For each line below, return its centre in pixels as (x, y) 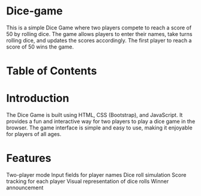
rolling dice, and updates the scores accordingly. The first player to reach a (99, 40)
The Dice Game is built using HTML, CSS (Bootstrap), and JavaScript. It (94, 115)
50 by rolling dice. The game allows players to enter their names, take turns (99, 34)
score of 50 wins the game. (40, 47)
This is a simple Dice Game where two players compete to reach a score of (99, 28)
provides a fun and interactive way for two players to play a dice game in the (101, 122)
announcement (25, 188)
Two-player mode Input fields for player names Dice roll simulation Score (96, 175)
